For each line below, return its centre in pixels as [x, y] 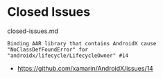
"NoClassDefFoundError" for [48, 49]
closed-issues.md [33, 31]
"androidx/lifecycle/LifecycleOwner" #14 [68, 56]
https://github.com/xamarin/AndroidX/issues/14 [85, 68]
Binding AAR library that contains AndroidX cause [82, 43]
